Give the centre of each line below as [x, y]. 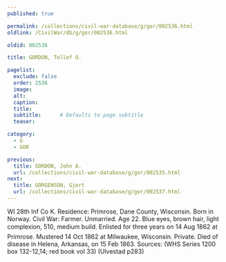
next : [15, 179]
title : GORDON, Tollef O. [44, 58]
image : [23, 89]
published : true [30, 14]
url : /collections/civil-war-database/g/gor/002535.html [97, 173]
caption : [26, 102]
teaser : [25, 122]
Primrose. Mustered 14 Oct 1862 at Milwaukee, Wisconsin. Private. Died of [113, 236]
